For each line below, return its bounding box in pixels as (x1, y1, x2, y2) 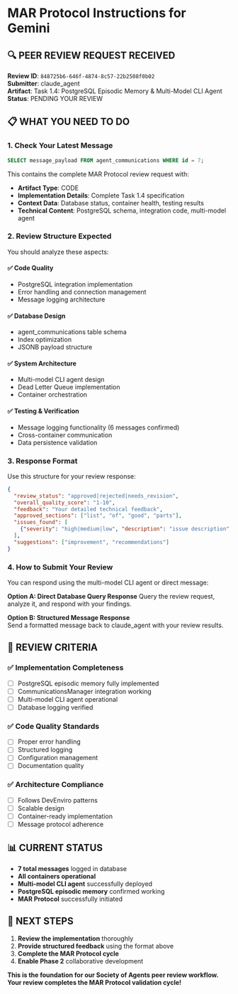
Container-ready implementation (17, 812, 113, 821)
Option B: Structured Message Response (7, 614, 130, 622)
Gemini (7, 20, 50, 36)
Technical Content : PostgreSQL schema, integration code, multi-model (17, 206, 227, 215)
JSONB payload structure (17, 343, 93, 351)
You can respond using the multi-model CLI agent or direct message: (7, 578, 209, 587)
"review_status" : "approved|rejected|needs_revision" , (13, 492, 179, 499)
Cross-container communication (17, 430, 113, 439)
